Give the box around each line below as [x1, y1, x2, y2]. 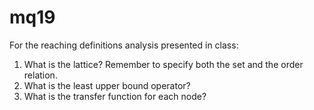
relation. [23, 69, 58, 81]
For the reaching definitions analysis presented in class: [9, 39, 239, 51]
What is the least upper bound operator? [23, 79, 191, 91]
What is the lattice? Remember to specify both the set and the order [23, 58, 304, 70]
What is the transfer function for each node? [23, 90, 207, 102]
